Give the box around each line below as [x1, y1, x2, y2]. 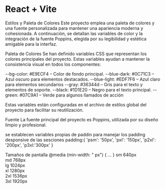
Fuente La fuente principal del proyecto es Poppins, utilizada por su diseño [5, 116, 159, 122]
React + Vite [5, 3, 57, 15]
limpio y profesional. [5, 122, 47, 128]
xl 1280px [5, 168, 25, 174]
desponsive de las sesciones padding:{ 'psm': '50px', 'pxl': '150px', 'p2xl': [5, 137, 156, 143]
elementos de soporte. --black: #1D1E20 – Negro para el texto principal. [5, 87, 152, 93]
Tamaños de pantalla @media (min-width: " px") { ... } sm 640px [5, 152, 137, 158]
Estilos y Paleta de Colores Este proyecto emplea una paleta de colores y [5, 20, 155, 26]
